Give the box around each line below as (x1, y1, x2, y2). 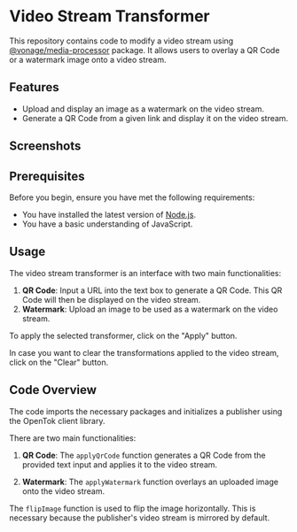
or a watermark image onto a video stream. (9, 54, 167, 65)
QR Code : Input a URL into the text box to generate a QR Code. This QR (21, 285, 283, 296)
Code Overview (9, 382, 98, 397)
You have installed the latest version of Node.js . (21, 209, 197, 220)
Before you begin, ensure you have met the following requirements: (9, 192, 255, 203)
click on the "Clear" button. (9, 357, 109, 367)
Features (9, 80, 59, 95)
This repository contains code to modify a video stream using (9, 35, 234, 46)
